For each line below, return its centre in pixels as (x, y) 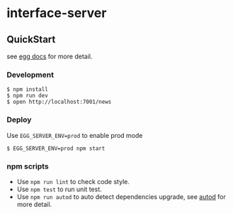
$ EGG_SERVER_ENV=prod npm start (56, 148)
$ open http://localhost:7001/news (59, 102)
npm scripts (28, 166)
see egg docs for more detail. (50, 56)
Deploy (19, 120)
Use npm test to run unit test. (59, 189)
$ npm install (28, 90)
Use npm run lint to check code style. (73, 181)
